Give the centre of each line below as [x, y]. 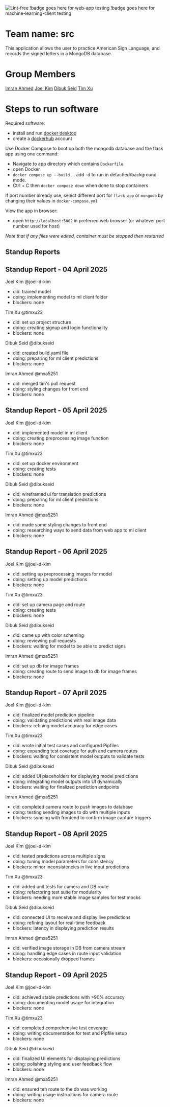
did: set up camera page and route [49, 604]
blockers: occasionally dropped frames [54, 959]
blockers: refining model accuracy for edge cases [65, 726]
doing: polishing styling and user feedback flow [63, 1064]
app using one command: [32, 154]
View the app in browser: [31, 211]
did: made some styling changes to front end [60, 524]
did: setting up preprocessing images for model [62, 574]
